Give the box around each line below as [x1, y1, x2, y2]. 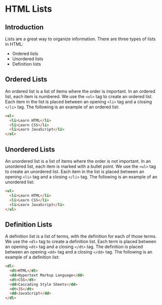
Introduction [5, 23, 44, 31]
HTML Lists [5, 3, 52, 15]
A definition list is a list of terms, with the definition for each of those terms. [5, 233, 157, 239]
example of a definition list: [5, 254, 60, 260]
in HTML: [5, 41, 23, 47]
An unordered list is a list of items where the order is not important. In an [5, 158, 151, 164]
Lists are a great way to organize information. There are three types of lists [5, 36, 156, 42]
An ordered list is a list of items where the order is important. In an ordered [5, 88, 156, 94]
